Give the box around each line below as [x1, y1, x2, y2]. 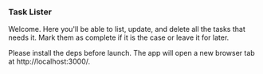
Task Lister [8, 6, 52, 18]
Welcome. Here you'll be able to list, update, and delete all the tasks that [8, 25, 245, 34]
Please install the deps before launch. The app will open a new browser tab [8, 49, 255, 58]
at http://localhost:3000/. [8, 56, 91, 66]
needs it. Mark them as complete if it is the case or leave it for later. [8, 33, 230, 42]
